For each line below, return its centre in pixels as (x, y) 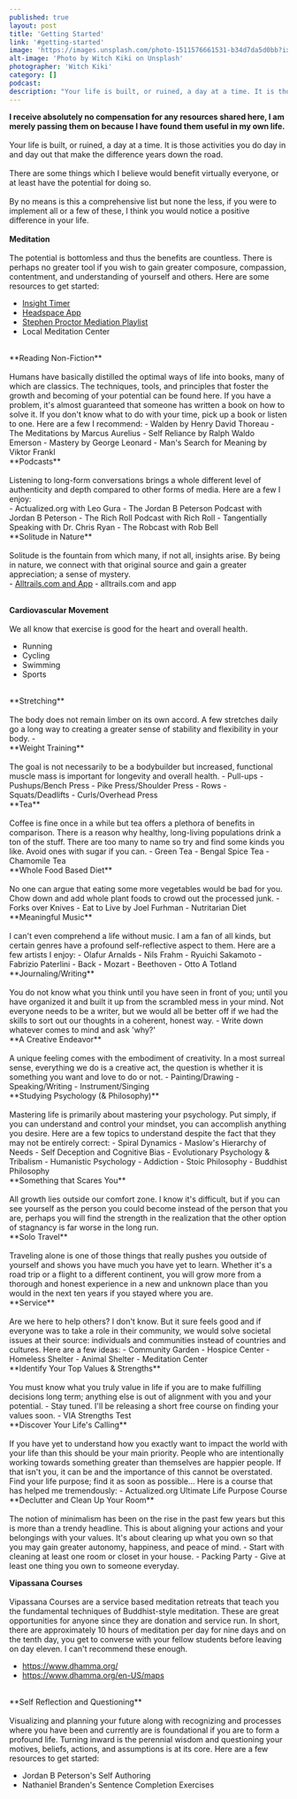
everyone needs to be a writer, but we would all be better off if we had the (144, 1011)
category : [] (33, 75)
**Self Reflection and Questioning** (76, 1702)
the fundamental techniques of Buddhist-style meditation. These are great (144, 1611)
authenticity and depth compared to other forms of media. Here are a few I (145, 489)
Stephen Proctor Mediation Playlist (85, 322)
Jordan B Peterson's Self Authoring (86, 1775)
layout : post (33, 26)
